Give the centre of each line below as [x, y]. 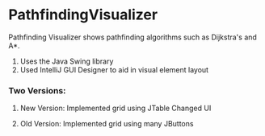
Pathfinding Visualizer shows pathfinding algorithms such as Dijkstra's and [132, 37]
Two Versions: [37, 90]
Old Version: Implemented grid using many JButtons [107, 124]
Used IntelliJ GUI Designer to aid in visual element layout [114, 69]
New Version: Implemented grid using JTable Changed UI [116, 108]
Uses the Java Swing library [67, 61]
